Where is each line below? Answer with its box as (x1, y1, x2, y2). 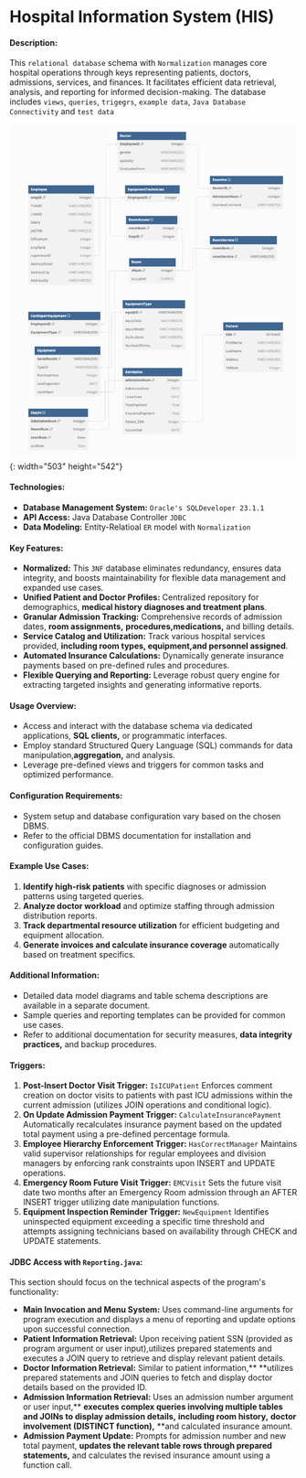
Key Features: (9, 542, 64, 553)
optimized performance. (22, 769, 114, 780)
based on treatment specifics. (22, 948, 136, 959)
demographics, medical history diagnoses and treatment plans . (22, 602, 268, 613)
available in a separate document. (22, 1000, 151, 1012)
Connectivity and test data (9, 106, 114, 117)
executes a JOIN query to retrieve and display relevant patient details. (22, 1353, 286, 1364)
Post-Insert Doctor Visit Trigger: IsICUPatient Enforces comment (22, 1080, 273, 1091)
